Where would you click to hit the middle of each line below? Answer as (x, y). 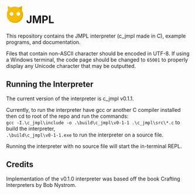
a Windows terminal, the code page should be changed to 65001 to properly (97, 59)
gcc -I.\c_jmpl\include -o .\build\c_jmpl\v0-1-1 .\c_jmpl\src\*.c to (93, 122)
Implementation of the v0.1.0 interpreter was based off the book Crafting (93, 179)
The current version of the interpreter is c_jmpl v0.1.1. (70, 98)
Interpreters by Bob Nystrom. (41, 185)
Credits (20, 164)
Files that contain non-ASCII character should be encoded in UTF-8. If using (98, 53)
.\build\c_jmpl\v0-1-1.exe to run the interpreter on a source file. (85, 135)
